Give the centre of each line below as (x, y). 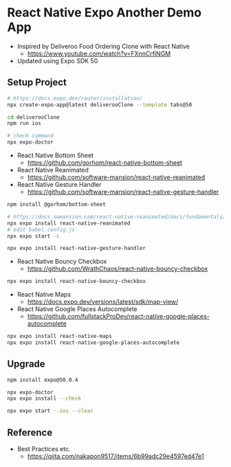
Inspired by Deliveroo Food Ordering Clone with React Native (103, 46)
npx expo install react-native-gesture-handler (77, 249)
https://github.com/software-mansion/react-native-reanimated (116, 177)
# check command (30, 136)
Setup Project (37, 83)
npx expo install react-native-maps (59, 337)
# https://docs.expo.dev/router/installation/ (75, 98)
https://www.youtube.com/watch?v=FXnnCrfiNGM (99, 54)
